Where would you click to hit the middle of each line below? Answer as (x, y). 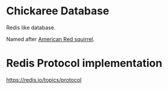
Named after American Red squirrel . (51, 39)
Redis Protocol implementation (84, 63)
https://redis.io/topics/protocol (44, 79)
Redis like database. (31, 27)
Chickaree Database (58, 11)
